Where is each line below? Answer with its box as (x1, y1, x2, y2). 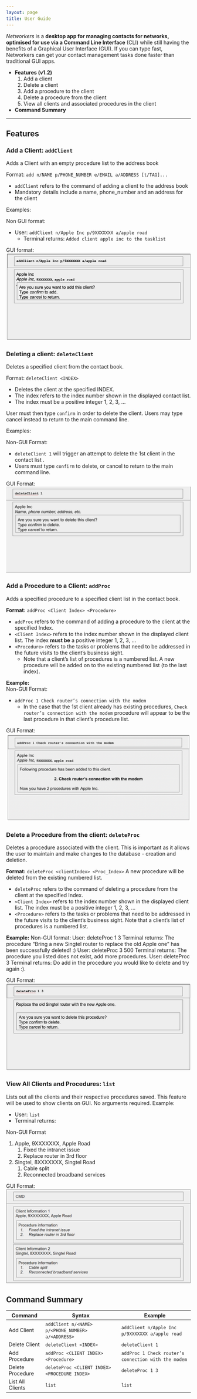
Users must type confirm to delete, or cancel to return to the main (14, 462, 174, 469)
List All (8, 1378, 25, 1385)
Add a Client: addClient (6, 146, 73, 154)
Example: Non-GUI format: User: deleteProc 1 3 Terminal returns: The (6, 934, 175, 941)
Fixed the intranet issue (23, 1146, 80, 1153)
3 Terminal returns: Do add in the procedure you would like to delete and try (6, 959, 189, 966)
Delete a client (23, 81, 59, 88)
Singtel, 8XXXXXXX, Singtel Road (14, 1158, 96, 1165)
